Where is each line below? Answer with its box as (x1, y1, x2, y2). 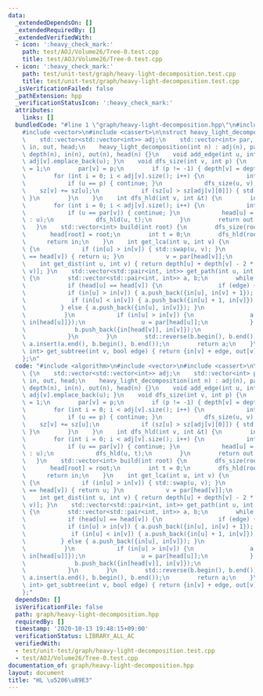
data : (8, 11, 26, 20)
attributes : (15, 107, 55, 115)
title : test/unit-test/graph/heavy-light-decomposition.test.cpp (22, 77, 240, 85)
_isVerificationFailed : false (15, 84, 113, 93)
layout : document (8, 669, 65, 676)
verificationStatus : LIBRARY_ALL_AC (15, 632, 135, 640)
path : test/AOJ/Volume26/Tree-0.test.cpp (22, 48, 159, 56)
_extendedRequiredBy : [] (15, 26, 96, 34)
